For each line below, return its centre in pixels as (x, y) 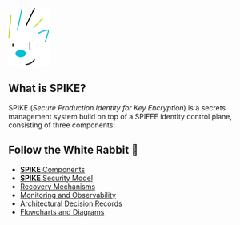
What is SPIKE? (47, 88)
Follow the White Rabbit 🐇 (73, 150)
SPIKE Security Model (56, 178)
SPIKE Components (52, 169)
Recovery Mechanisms (58, 186)
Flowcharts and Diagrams (62, 211)
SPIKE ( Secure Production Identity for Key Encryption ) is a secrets (117, 107)
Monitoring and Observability (68, 195)
